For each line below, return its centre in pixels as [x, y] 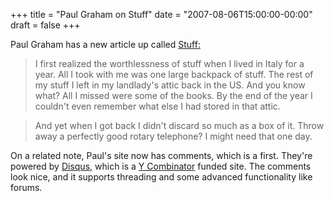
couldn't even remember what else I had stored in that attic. [157, 106]
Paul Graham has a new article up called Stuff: [105, 44]
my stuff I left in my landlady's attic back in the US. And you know [170, 85]
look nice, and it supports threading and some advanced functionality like [161, 177]
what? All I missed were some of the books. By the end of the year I [173, 95]
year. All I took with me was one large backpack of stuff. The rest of [174, 74]
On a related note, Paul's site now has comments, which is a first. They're [161, 155]
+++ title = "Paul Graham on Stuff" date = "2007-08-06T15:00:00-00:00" [161, 14]
